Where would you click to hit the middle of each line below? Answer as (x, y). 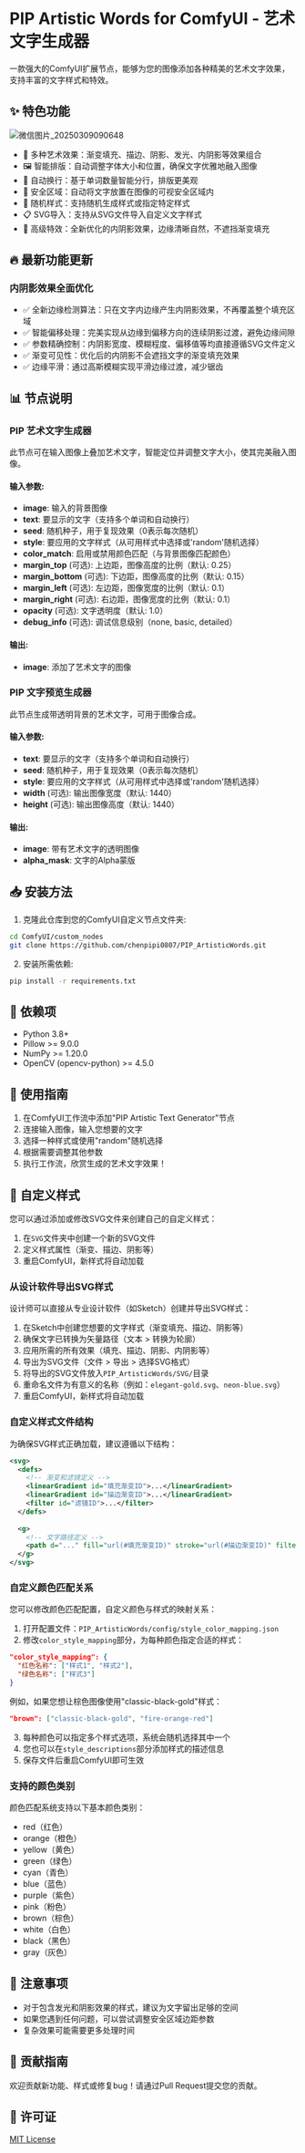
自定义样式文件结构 (51, 1422)
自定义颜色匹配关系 (51, 1588)
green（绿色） (50, 1861)
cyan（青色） (48, 1873)
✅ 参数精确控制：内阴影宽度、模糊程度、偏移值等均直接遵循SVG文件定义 (159, 344)
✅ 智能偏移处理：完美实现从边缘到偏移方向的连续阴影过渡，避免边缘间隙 (159, 333)
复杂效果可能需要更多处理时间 (78, 2030)
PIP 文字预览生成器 (51, 692)
